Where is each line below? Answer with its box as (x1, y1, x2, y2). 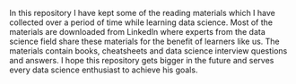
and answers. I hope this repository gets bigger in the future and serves (9, 55, 274, 65)
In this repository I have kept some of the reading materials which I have (9, 8, 275, 18)
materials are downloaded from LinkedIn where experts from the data (9, 27, 266, 37)
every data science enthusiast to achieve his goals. (9, 64, 198, 75)
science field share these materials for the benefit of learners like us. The (9, 36, 280, 46)
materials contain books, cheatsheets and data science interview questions (9, 46, 288, 56)
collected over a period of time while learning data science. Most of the (9, 17, 274, 28)
